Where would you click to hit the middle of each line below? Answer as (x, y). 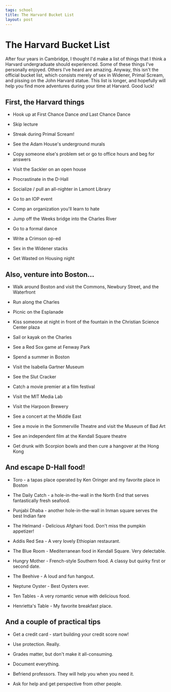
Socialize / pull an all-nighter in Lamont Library (62, 189)
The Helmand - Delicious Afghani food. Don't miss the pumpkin (79, 526)
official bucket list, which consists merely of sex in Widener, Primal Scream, (85, 75)
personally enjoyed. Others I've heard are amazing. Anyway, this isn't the (82, 70)
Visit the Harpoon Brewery (41, 406)
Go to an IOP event (32, 199)
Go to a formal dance (35, 229)
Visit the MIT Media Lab (38, 396)
